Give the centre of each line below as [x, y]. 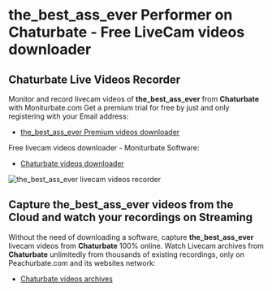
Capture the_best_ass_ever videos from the [121, 205]
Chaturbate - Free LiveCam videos [127, 32]
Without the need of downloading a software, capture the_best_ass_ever [131, 237]
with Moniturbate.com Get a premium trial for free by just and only [119, 108]
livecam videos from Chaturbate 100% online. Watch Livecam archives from [136, 245]
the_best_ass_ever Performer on [121, 15]
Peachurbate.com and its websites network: [82, 263]
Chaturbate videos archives [67, 279]
